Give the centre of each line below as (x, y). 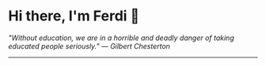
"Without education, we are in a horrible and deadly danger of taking (122, 38)
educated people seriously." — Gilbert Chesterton (89, 46)
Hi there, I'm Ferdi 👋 (74, 16)
